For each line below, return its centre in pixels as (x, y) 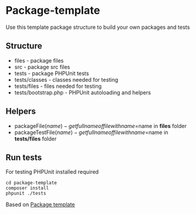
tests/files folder (35, 138)
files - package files (39, 60)
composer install (27, 188)
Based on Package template (41, 204)
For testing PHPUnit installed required (52, 172)
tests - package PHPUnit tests (52, 73)
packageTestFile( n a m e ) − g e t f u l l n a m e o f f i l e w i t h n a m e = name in (91, 132)
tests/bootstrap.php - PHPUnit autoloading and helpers (83, 92)
